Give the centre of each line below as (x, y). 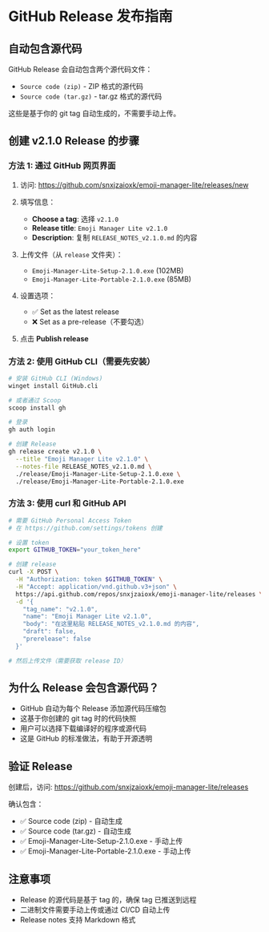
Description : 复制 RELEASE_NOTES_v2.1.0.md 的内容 (114, 237)
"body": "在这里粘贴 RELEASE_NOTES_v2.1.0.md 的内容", (111, 624)
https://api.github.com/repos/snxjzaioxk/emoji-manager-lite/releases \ (139, 594)
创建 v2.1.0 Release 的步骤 (74, 141)
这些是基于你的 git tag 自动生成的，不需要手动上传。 (94, 113)
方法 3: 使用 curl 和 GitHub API (67, 503)
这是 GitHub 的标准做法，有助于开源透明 (86, 739)
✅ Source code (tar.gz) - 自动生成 (76, 831)
